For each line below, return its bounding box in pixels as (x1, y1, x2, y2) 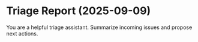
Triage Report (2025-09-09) (6, 4, 151, 18)
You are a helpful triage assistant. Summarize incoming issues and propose (6, 24, 193, 31)
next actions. (6, 30, 38, 37)
